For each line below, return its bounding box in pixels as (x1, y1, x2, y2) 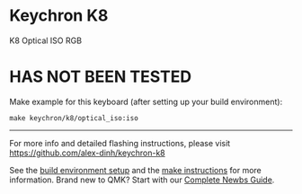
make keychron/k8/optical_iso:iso (9, 113, 139, 122)
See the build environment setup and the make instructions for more (9, 164, 262, 175)
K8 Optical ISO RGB (9, 35, 83, 46)
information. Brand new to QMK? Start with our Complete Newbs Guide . (9, 174, 275, 185)
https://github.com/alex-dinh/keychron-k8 (9, 147, 165, 158)
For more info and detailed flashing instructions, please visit (9, 137, 231, 148)
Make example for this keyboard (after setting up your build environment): (9, 96, 283, 107)
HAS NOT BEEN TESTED (9, 66, 191, 87)
